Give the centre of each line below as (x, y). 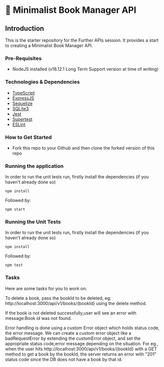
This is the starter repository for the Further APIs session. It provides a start (82, 40)
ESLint (19, 124)
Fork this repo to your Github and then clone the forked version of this (83, 148)
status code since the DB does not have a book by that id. (64, 359)
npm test (14, 265)
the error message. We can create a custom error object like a (68, 333)
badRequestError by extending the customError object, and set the (73, 338)
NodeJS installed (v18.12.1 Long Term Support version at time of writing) (85, 69)
